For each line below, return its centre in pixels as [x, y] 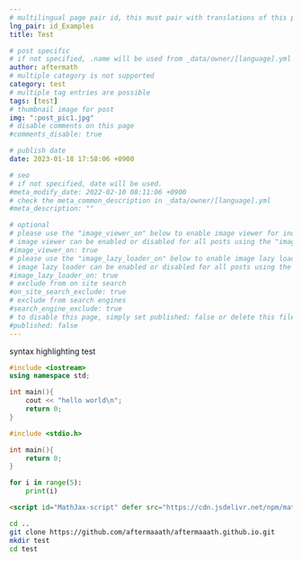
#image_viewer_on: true [54, 250]
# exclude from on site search [68, 284]
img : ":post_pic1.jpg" [52, 118]
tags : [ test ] [34, 101]
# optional [30, 225]
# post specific [40, 50]
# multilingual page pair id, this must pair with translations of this [148, 18]
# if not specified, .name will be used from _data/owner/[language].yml [151, 59]
